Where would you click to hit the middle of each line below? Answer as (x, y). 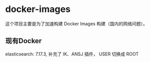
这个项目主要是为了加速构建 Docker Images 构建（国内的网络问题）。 (77, 23)
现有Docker (23, 41)
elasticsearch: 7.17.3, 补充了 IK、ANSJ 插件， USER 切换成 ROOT (72, 54)
